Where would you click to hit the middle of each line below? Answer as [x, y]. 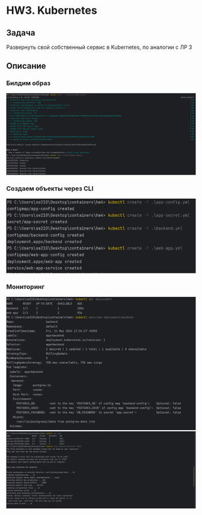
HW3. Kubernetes [52, 11]
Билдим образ [29, 83]
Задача [21, 33]
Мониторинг [26, 287]
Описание [26, 66]
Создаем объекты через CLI [50, 189]
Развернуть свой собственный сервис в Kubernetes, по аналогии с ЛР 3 [99, 47]
